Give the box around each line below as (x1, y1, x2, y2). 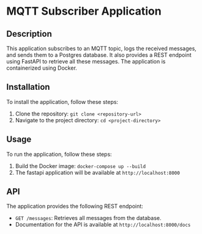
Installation (6, 82, 50, 92)
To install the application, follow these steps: (6, 98, 118, 105)
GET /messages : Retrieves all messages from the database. (15, 214, 162, 222)
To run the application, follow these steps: (6, 150, 112, 158)
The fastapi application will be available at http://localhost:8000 (15, 169, 181, 176)
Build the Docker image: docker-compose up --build (15, 162, 146, 169)
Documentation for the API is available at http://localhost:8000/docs (15, 221, 191, 229)
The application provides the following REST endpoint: (6, 203, 144, 210)
